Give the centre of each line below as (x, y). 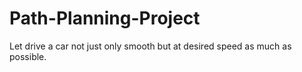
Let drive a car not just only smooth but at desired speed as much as (150, 46)
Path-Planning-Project (105, 18)
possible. (28, 56)
